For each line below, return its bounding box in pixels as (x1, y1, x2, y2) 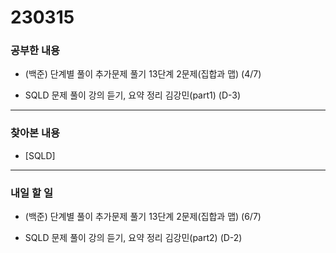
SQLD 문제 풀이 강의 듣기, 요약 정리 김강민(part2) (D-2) (24, 232, 243, 244)
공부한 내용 (10, 44, 61, 58)
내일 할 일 (10, 186, 53, 200)
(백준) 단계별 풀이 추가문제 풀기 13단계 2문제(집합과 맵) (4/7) (24, 68, 262, 80)
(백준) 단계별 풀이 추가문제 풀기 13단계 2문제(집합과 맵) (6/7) (24, 211, 262, 223)
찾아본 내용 (10, 126, 61, 140)
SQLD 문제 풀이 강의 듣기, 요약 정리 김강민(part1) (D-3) (24, 89, 242, 101)
